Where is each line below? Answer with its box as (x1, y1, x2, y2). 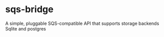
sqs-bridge (5, 4, 53, 15)
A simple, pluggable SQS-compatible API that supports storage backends (5, 20, 159, 26)
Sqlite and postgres (5, 25, 46, 31)
